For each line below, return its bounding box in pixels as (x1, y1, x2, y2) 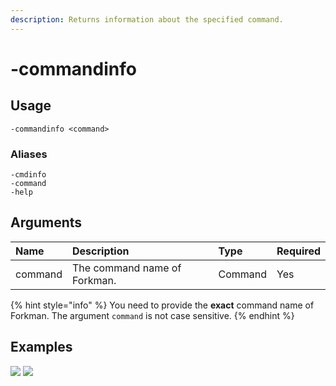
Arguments (10, 214, 83, 231)
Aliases (10, 147, 48, 161)
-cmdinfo (10, 169, 47, 180)
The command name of (72, 261, 182, 275)
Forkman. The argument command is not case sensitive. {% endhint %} (10, 309, 295, 321)
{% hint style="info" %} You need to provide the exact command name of (10, 299, 315, 311)
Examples (10, 339, 73, 356)
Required (276, 244, 321, 258)
